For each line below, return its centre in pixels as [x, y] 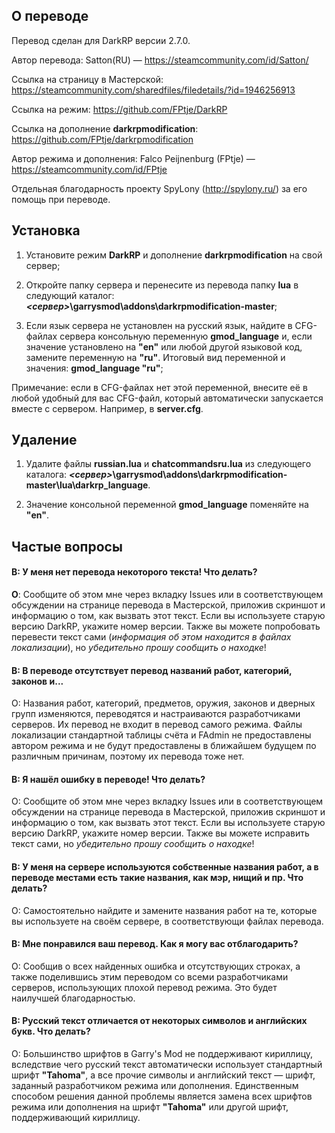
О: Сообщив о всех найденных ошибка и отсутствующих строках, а [156, 966]
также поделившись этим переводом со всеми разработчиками [150, 976]
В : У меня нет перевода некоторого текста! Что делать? [134, 572]
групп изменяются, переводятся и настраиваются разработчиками [156, 714]
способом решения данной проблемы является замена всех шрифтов [162, 1096]
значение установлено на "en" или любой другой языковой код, [164, 346]
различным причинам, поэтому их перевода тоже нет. [128, 756]
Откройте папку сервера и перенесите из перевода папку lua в [162, 285]
